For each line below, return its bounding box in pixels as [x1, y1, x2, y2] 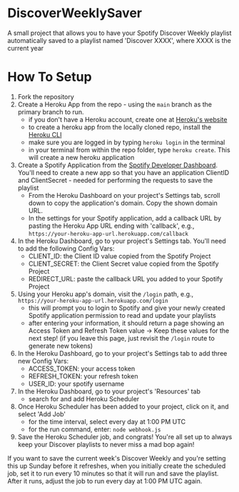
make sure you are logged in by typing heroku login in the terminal [28, 138, 225, 146]
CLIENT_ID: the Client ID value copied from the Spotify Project [28, 251, 211, 260]
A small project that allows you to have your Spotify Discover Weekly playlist [7, 29, 232, 37]
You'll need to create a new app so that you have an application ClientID [17, 168, 230, 176]
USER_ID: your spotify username [28, 379, 125, 388]
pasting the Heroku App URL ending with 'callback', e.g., [28, 221, 195, 230]
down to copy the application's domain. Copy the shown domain [28, 199, 218, 207]
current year [7, 44, 44, 52]
